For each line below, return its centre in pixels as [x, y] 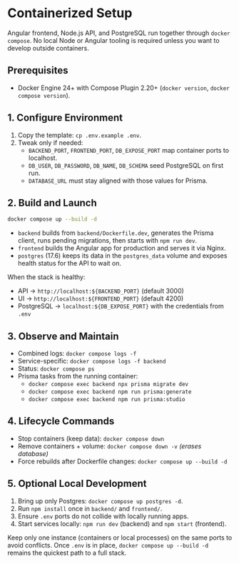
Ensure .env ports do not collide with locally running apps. [103, 516]
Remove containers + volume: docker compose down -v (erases [110, 446]
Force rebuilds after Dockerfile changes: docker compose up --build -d [122, 461]
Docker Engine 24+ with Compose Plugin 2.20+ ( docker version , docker [123, 88]
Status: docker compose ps [56, 368]
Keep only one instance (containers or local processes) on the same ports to [120, 538]
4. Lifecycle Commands [61, 422]
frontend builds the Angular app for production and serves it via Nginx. [122, 248]
